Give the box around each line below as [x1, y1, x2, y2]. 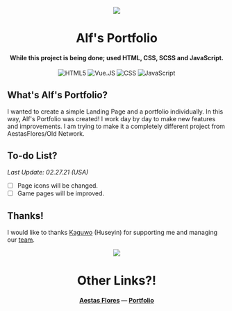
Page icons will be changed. [17, 181, 99, 190]
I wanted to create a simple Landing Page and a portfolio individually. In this [7, 107, 224, 116]
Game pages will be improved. [17, 189, 105, 197]
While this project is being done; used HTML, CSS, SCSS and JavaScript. [9, 53, 224, 62]
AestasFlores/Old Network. [7, 130, 85, 138]
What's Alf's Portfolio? [7, 89, 108, 100]
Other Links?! [77, 273, 156, 289]
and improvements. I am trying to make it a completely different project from [7, 122, 226, 131]
